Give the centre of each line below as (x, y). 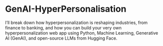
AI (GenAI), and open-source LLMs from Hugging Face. (61, 38)
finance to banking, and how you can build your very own (63, 27)
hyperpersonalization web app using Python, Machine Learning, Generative (82, 33)
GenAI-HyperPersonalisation (66, 9)
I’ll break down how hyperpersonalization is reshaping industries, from (76, 23)
